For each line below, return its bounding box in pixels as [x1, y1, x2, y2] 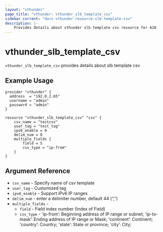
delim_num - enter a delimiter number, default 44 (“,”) [12, 195, 118, 201]
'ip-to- [145, 211, 158, 217]
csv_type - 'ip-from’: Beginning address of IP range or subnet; [19, 211, 144, 217]
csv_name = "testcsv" [14, 119, 58, 125]
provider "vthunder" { [5, 89, 51, 94]
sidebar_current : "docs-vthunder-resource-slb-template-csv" [5, 16, 133, 21]
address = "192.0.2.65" [9, 94, 60, 99]
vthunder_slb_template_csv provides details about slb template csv [5, 63, 140, 68]
